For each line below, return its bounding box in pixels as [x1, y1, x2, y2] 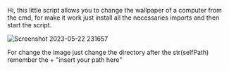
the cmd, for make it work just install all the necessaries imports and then [7, 13, 220, 22]
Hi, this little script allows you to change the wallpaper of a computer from [7, 6, 222, 14]
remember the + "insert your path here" [7, 56, 123, 64]
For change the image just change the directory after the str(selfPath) [7, 49, 209, 56]
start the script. [7, 21, 52, 29]
